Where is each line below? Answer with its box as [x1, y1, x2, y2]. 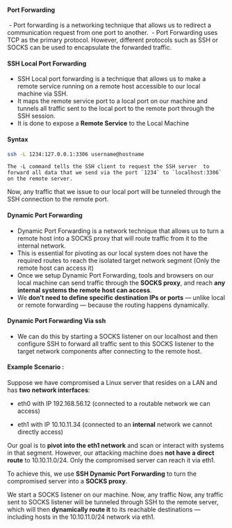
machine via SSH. [17, 89, 68, 98]
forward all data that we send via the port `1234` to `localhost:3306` [7, 169, 222, 176]
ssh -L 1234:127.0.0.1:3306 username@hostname [7, 151, 144, 158]
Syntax [7, 135, 28, 143]
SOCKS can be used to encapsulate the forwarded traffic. [7, 43, 172, 52]
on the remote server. [7, 175, 73, 183]
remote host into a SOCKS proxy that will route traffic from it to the [17, 234, 208, 242]
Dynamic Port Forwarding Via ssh [7, 317, 106, 325]
